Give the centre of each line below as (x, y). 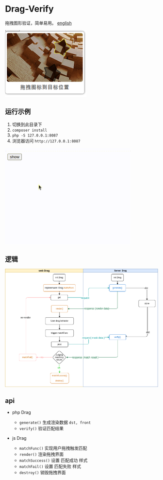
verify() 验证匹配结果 (41, 428)
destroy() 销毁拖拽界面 (42, 472)
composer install (30, 130)
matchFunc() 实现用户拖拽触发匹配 (53, 448)
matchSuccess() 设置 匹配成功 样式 (53, 460)
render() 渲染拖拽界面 (41, 454)
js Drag (19, 438)
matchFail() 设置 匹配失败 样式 (50, 466)
